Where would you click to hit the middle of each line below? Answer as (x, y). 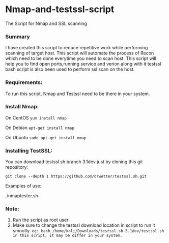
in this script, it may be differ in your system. (67, 236)
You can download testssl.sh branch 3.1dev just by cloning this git (74, 162)
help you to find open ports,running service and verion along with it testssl (83, 64)
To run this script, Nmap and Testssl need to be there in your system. (78, 94)
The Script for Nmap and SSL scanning (46, 23)
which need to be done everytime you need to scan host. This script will (81, 58)
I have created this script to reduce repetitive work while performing (77, 48)
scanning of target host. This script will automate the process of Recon (80, 53)
